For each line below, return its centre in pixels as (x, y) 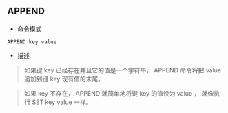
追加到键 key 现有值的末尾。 (64, 79)
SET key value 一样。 (62, 102)
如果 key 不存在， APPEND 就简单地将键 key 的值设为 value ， (112, 93)
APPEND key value (32, 42)
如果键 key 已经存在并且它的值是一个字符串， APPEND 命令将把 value (123, 70)
